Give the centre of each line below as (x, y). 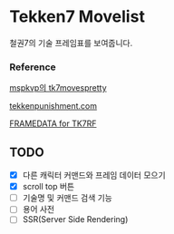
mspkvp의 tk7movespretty (58, 88)
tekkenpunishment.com (53, 106)
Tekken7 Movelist (77, 17)
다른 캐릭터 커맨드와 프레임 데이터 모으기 (94, 175)
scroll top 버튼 (48, 187)
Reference (33, 67)
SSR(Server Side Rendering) (75, 219)
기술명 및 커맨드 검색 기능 (68, 198)
